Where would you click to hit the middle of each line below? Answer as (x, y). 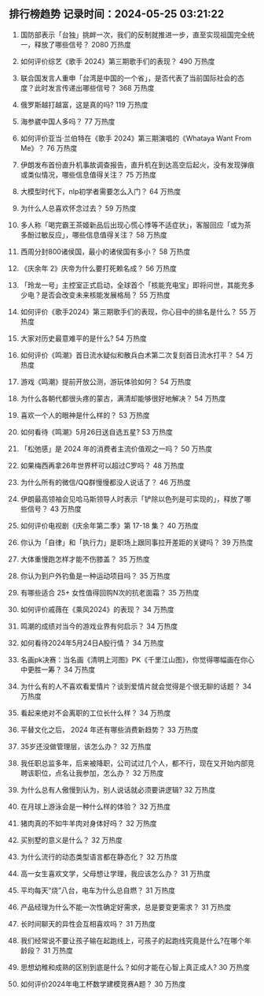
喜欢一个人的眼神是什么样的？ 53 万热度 (85, 415)
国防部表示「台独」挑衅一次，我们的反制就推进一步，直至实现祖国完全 (134, 35)
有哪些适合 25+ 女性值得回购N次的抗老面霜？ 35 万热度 (110, 592)
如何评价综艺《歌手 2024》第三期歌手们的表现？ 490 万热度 (117, 61)
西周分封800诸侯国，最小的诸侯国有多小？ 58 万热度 (105, 252)
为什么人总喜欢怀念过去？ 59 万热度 (78, 208)
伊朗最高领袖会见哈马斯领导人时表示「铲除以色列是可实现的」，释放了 (132, 498)
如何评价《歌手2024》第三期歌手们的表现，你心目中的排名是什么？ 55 (134, 311)
